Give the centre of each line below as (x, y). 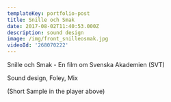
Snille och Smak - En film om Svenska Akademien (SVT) (86, 65)
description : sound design (45, 33)
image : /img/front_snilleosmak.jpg (58, 39)
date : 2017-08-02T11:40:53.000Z (53, 26)
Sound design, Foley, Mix (43, 78)
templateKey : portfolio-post (49, 13)
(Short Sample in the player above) (56, 91)
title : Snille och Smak (41, 20)
